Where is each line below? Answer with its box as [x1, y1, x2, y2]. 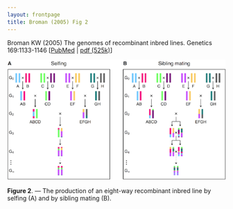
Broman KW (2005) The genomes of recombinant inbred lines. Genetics [7, 38, 213, 47]
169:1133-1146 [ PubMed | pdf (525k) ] [7, 46, 113, 54]
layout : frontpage [7, 11, 60, 18]
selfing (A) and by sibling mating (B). [7, 194, 112, 202]
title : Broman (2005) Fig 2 [7, 18, 89, 26]
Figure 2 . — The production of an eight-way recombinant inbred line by [7, 186, 212, 194]
